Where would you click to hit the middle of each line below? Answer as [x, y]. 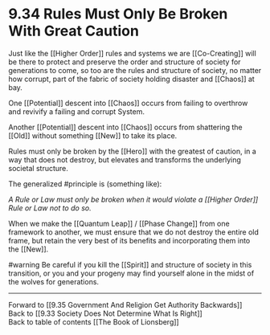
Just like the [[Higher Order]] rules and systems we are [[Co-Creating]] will [133, 53]
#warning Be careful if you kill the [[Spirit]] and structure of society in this [130, 264]
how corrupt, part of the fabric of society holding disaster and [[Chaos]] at [131, 79]
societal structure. [38, 168]
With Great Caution [74, 31]
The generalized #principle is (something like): [85, 184]
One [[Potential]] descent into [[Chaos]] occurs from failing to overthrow [128, 103]
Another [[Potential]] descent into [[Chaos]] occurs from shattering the [125, 127]
